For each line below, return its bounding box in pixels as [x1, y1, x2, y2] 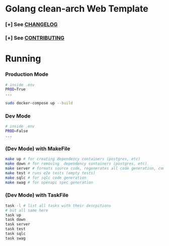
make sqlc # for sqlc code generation [5, 175, 87, 180]
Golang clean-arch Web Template [5, 3, 148, 15]
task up [5, 212, 22, 217]
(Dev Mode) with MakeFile [5, 145, 70, 152]
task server [5, 222, 30, 227]
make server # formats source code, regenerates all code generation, [5, 166, 156, 171]
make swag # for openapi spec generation [5, 180, 94, 185]
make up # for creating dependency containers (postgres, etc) [5, 157, 141, 162]
